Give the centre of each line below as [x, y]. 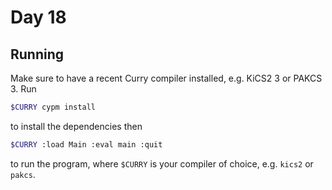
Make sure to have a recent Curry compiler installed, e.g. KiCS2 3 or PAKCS [166, 78]
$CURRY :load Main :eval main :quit [86, 144]
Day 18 [38, 17]
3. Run [23, 89]
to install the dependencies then [76, 126]
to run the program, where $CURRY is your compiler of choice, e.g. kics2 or [162, 163]
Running [37, 54]
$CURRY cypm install [53, 107]
